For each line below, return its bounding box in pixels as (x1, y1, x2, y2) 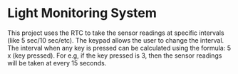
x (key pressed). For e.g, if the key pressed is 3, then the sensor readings (7, 51, 222, 60)
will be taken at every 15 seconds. (7, 58, 107, 67)
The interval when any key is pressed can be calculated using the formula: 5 (7, 43, 232, 52)
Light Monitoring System (7, 5, 157, 21)
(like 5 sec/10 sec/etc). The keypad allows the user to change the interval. (7, 36, 224, 44)
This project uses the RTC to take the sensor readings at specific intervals (7, 28, 224, 37)
